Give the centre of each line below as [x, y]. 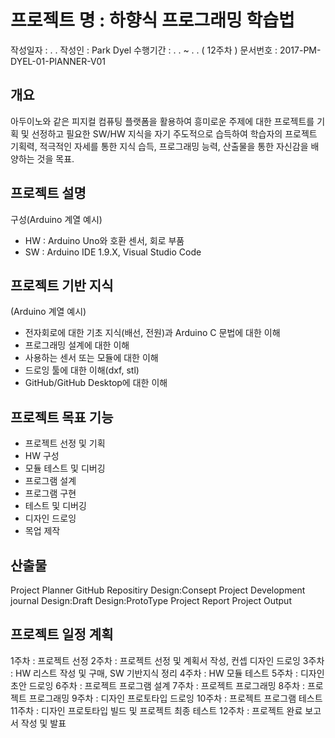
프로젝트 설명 [48, 193]
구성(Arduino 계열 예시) [56, 219]
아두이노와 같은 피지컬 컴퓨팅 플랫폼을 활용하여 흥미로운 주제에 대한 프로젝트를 [162, 121]
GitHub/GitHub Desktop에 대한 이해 [96, 383]
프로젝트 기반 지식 [62, 285]
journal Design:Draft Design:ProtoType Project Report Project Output [151, 600]
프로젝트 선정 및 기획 [65, 443]
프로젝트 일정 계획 [62, 634]
